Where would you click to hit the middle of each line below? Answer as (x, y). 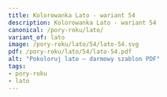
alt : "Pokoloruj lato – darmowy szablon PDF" (84, 59)
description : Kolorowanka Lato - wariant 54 (82, 23)
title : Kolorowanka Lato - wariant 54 (72, 15)
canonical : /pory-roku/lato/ (56, 30)
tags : (17, 66)
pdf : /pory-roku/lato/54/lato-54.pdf (70, 52)
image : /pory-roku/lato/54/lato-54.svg (74, 45)
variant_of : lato (37, 37)
